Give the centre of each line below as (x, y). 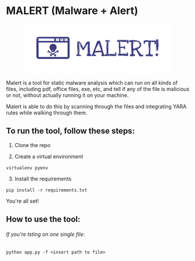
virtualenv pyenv (27, 168)
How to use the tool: (43, 219)
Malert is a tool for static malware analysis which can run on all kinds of (92, 82)
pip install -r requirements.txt (47, 190)
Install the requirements (43, 179)
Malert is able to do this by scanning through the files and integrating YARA (96, 106)
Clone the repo (32, 145)
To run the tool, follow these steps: (71, 131)
